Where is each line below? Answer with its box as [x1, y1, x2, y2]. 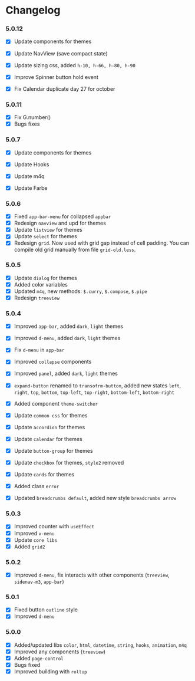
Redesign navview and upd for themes [14, 219, 107, 227]
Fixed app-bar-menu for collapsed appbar [14, 213, 111, 220]
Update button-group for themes [14, 447, 93, 454]
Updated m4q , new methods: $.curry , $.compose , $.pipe [14, 287, 148, 295]
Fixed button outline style [14, 606, 78, 613]
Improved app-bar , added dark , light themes [14, 323, 123, 330]
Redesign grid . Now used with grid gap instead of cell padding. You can [14, 239, 190, 246]
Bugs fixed [14, 661, 41, 668]
